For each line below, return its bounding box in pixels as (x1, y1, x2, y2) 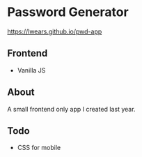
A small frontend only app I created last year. (7, 105, 136, 113)
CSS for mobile (17, 144, 61, 152)
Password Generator (7, 4, 129, 20)
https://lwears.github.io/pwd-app (7, 27, 102, 36)
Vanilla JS (17, 66, 46, 74)
